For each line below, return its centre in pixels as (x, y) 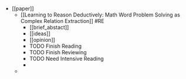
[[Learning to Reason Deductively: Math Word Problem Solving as (100, 15)
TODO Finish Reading (56, 46)
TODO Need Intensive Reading (67, 59)
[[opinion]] (42, 40)
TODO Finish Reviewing (58, 52)
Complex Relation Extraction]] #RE (62, 21)
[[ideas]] (40, 34)
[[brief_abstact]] (49, 27)
